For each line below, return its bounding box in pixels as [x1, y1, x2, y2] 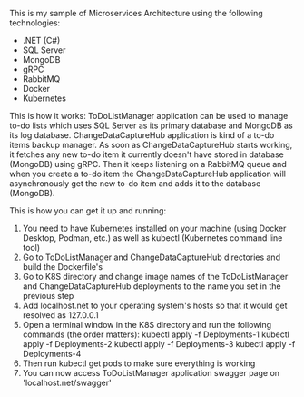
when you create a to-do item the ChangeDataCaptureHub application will [9, 168, 286, 179]
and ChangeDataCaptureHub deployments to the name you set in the [22, 281, 281, 292]
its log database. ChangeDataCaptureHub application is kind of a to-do [9, 130, 275, 140]
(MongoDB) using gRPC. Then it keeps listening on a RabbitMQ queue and [9, 159, 288, 169]
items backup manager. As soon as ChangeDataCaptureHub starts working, [9, 140, 293, 150]
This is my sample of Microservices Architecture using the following [9, 8, 263, 18]
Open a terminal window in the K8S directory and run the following [22, 320, 272, 330]
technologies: [9, 17, 61, 28]
